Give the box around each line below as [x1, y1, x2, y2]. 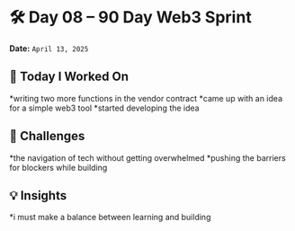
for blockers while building [9, 162, 108, 173]
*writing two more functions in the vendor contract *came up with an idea [9, 93, 283, 103]
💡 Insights [9, 188, 67, 203]
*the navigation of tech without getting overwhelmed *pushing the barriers [9, 152, 286, 163]
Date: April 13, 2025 [9, 42, 89, 54]
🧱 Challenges [9, 129, 85, 144]
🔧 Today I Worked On [9, 69, 129, 84]
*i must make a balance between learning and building [9, 212, 211, 223]
